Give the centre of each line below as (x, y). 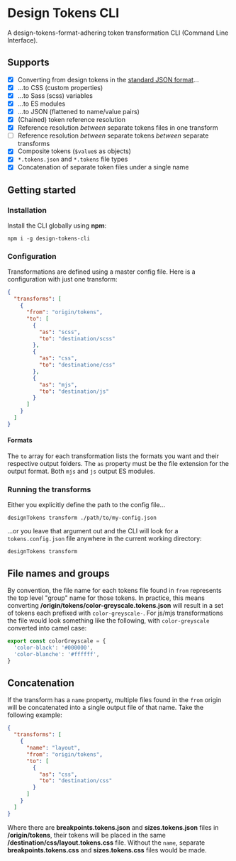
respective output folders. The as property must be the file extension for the (118, 463)
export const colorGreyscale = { (57, 641)
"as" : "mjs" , (58, 384)
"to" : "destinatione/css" (77, 365)
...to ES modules (41, 104)
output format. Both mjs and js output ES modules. (82, 471)
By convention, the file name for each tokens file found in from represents (114, 591)
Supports (28, 63)
